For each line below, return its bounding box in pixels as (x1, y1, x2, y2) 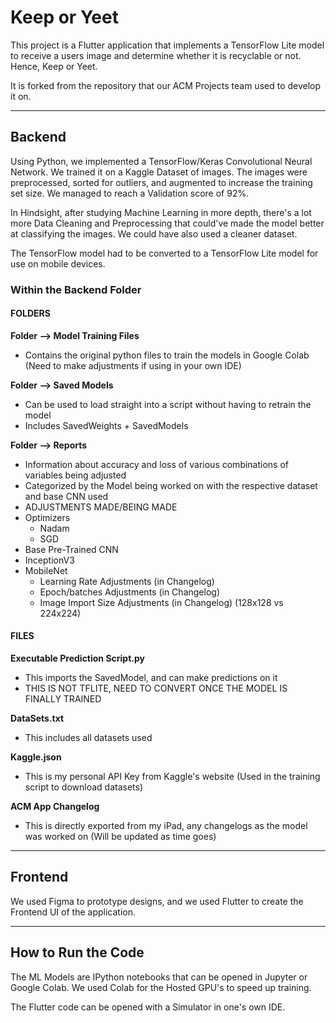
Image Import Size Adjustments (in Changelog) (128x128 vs (39, 596, 284, 608)
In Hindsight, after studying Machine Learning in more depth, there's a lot (10, 206, 312, 218)
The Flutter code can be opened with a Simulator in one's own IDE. (10, 1001, 286, 1013)
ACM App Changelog (10, 801, 100, 813)
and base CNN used (24, 490, 109, 502)
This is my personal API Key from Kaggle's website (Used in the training (24, 771, 321, 783)
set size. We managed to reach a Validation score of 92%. (10, 187, 250, 199)
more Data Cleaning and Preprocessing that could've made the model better (10, 217, 325, 229)
